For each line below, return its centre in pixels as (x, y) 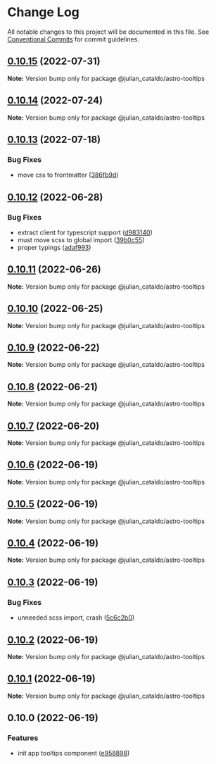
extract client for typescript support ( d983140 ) (85, 232)
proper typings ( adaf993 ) (54, 247)
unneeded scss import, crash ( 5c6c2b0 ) (76, 618)
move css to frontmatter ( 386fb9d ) (68, 175)
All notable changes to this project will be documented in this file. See (108, 32)
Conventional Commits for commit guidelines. (73, 39)
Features (23, 738)
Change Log (43, 12)
